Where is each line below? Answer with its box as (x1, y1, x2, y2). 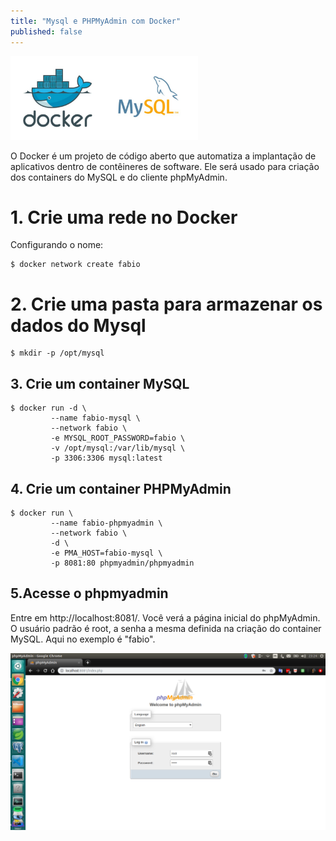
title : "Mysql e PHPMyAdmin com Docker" (10, 16, 182, 26)
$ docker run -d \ (10, 403, 87, 414)
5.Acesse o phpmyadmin (10, 585, 169, 602)
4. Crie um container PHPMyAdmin (10, 480, 232, 497)
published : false (10, 26, 83, 37)
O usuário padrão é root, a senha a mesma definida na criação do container (10, 622, 322, 634)
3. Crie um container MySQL (10, 375, 190, 392)
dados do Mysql (10, 314, 147, 337)
